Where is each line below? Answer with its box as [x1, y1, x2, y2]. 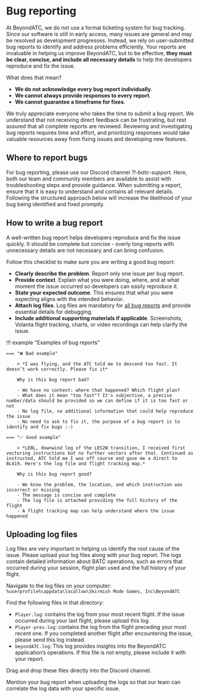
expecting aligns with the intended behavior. [14, 295, 124, 302]
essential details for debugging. [14, 308, 93, 315]
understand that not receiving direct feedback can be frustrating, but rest [6, 116, 187, 124]
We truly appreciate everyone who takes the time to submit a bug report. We [6, 110, 194, 117]
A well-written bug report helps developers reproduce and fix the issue [6, 234, 181, 241]
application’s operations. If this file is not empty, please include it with [14, 649, 186, 656]
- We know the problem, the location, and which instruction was [17, 482, 183, 488]
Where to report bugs [6, 153, 88, 163]
